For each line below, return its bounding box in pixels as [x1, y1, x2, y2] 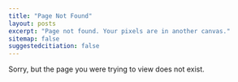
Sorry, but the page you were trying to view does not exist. [8, 64, 205, 74]
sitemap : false [8, 34, 60, 43]
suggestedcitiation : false [8, 42, 100, 50]
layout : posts [8, 19, 57, 28]
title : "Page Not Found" [8, 11, 93, 20]
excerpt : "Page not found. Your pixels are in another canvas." [8, 27, 231, 35]
